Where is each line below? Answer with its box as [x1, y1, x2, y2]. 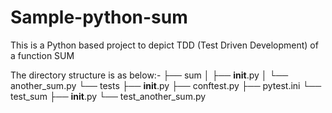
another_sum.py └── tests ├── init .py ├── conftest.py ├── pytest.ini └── [10, 79, 322, 91]
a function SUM [10, 49, 75, 61]
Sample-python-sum [10, 6, 188, 29]
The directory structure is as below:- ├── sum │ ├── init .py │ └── [10, 69, 289, 81]
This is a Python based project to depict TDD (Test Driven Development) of [10, 39, 319, 51]
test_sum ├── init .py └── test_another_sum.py [10, 90, 207, 102]
